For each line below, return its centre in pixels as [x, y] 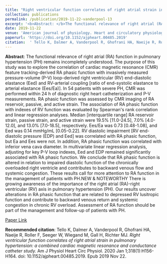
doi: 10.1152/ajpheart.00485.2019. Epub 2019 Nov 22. [72, 256]
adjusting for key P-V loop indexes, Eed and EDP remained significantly [78, 152]
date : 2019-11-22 [23, 28]
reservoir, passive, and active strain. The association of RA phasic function [82, 104]
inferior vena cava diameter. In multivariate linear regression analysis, [76, 146]
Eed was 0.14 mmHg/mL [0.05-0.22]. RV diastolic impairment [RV [72, 131]
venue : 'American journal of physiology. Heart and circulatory [73, 33]
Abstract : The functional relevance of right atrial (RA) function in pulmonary [83, 56]
